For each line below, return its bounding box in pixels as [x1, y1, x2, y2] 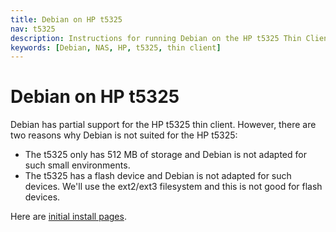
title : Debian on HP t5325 [10, 14, 123, 25]
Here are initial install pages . [10, 211, 127, 223]
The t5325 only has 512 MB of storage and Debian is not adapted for [24, 149, 307, 161]
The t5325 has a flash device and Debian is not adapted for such [24, 170, 292, 182]
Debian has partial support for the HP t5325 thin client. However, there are [10, 119, 317, 131]
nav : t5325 [10, 24, 56, 34]
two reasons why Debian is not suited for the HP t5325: [10, 129, 238, 141]
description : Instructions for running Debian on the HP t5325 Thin [10, 33, 302, 43]
